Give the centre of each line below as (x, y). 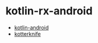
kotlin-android (31, 27)
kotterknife (27, 33)
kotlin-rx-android (49, 11)
